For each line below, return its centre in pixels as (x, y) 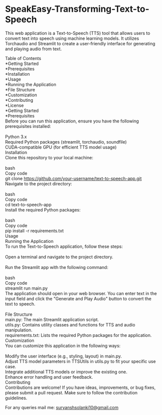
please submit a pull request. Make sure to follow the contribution (71, 392)
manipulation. (19, 330)
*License (14, 105)
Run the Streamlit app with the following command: (57, 267)
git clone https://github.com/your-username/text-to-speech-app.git (73, 178)
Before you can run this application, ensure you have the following (72, 121)
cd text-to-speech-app (28, 205)
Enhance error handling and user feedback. (49, 377)
